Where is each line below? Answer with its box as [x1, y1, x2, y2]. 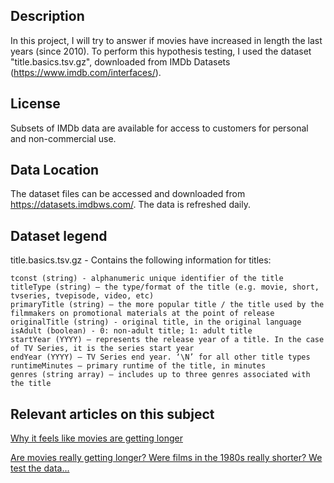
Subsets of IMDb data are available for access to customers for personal [10, 122, 309, 134]
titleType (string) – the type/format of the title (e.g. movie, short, [10, 282, 320, 293]
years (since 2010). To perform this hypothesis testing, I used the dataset [10, 45, 312, 57]
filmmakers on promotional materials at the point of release [10, 309, 275, 319]
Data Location [10, 162, 100, 179]
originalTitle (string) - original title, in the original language [10, 317, 302, 328]
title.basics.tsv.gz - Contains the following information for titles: [10, 254, 272, 266]
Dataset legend [10, 227, 108, 244]
